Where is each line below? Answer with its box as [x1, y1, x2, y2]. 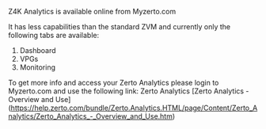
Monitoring [19, 63, 55, 72]
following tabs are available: [8, 31, 100, 40]
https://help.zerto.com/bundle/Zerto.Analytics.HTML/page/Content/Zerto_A [10, 103, 258, 112]
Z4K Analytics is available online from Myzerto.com [8, 7, 177, 16]
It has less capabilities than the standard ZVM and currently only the [8, 22, 231, 31]
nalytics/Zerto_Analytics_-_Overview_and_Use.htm [8, 112, 173, 121]
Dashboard [19, 46, 57, 55]
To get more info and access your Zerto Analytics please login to [8, 78, 219, 87]
